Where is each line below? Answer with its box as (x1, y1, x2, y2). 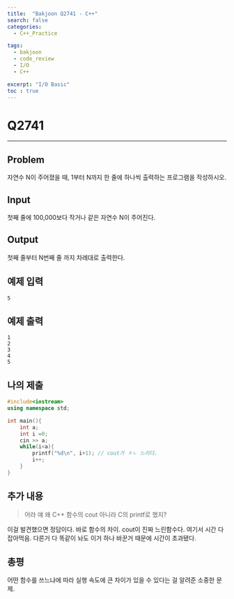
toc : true (7, 87, 39, 94)
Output (7, 234, 38, 246)
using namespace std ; (7, 405, 70, 412)
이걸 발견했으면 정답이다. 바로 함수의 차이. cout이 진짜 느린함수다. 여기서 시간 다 (7, 525, 224, 533)
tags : (7, 43, 23, 50)
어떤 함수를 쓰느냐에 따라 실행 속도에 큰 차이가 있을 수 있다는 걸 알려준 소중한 (7, 576, 215, 584)
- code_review (13, 55, 54, 63)
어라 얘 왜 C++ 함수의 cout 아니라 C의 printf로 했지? (24, 510, 167, 519)
